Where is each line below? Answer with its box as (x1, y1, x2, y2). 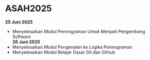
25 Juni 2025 (5, 19, 33, 25)
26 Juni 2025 (12, 39, 40, 44)
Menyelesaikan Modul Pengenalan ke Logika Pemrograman (12, 44, 133, 50)
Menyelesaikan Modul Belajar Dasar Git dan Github (12, 49, 116, 55)
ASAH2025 (5, 3, 52, 14)
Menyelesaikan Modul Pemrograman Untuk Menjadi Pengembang (12, 28, 146, 34)
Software (12, 34, 31, 40)
